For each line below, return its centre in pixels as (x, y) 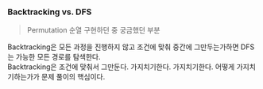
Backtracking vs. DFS (50, 12)
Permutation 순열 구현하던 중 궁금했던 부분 (93, 30)
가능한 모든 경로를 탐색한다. (58, 57)
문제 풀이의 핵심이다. (73, 77)
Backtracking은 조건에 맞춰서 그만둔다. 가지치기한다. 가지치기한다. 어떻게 (121, 67)
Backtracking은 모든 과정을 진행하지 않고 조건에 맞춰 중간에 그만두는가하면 (123, 47)
